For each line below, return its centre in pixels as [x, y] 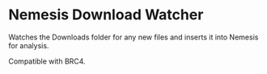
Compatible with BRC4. [47, 61]
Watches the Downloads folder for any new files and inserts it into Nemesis [133, 37]
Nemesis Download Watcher [106, 15]
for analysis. [29, 45]
